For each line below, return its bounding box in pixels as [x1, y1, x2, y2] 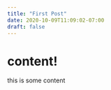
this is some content [7, 76, 66, 84]
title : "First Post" [7, 10, 68, 17]
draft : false [7, 23, 45, 30]
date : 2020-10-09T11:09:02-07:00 [7, 17, 105, 24]
